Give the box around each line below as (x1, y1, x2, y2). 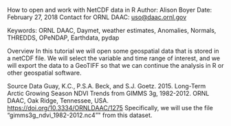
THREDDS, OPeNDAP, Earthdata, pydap (7, 34, 120, 42)
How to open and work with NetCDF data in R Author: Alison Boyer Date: (7, 6, 212, 14)
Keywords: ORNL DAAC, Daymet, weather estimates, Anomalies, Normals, (7, 27, 217, 34)
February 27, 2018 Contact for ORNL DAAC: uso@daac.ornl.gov (7, 13, 187, 21)
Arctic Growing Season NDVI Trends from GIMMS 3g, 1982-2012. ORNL (7, 89, 210, 97)
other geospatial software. (7, 68, 82, 77)
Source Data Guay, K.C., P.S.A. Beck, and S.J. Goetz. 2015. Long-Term (7, 82, 206, 90)
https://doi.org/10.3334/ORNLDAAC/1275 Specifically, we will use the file (7, 104, 213, 112)
